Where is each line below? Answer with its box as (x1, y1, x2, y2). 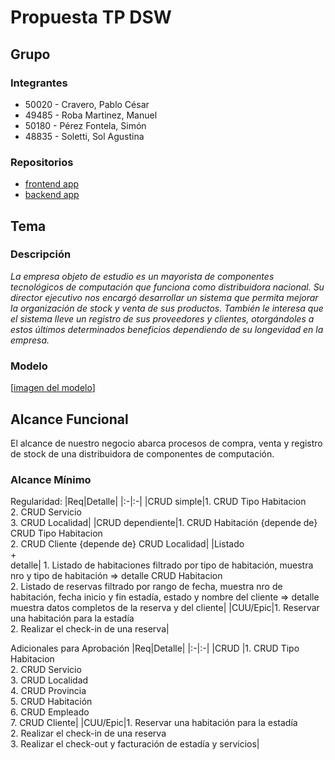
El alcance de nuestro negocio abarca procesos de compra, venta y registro (10, 437, 323, 449)
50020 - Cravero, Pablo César (24, 98, 150, 110)
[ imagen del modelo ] (10, 382, 96, 394)
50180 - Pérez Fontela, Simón (24, 119, 147, 131)
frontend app (24, 178, 80, 190)
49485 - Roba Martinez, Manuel (24, 109, 158, 121)
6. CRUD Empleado (10, 706, 90, 718)
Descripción (10, 247, 72, 261)
